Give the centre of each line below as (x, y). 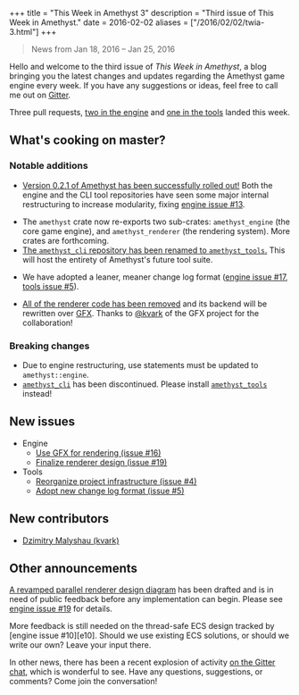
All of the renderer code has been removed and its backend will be (145, 304)
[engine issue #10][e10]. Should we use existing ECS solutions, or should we (149, 636)
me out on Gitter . (40, 95)
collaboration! (47, 322)
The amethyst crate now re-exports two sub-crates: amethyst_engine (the (156, 222)
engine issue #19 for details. (61, 609)
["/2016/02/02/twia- (228, 22)
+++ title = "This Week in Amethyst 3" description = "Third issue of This (141, 13)
